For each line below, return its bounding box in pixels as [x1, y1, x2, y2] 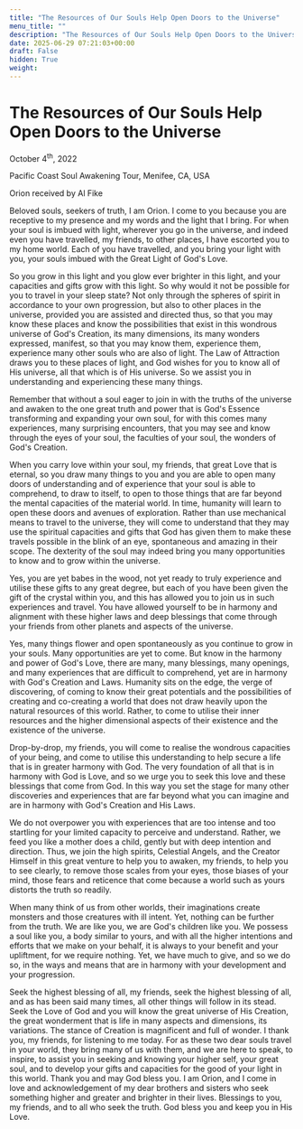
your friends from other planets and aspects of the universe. [9, 620, 234, 632]
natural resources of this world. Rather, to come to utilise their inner [9, 705, 260, 716]
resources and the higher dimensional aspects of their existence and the [9, 715, 279, 726]
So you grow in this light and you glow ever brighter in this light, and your [9, 271, 281, 282]
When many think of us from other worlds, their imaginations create [9, 902, 261, 913]
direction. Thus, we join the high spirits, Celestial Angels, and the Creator [9, 846, 280, 857]
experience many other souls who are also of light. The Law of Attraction [9, 348, 280, 359]
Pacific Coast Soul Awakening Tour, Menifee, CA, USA [9, 171, 210, 182]
